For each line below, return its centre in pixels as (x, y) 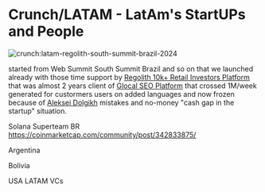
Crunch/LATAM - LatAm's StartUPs (127, 15)
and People (46, 31)
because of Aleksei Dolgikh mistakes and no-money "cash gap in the (121, 102)
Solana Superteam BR (44, 126)
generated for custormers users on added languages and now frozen (121, 94)
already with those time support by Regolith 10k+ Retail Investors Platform (129, 77)
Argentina (24, 150)
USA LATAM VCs (36, 181)
